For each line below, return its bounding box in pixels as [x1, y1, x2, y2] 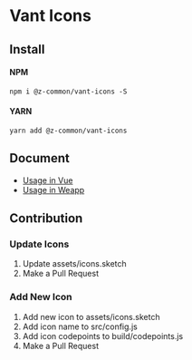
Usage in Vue [22, 174, 73, 186]
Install [9, 42, 45, 57]
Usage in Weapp [22, 184, 85, 195]
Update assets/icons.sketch [22, 258, 127, 269]
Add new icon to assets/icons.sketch [22, 311, 160, 322]
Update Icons [9, 238, 70, 250]
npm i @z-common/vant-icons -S [9, 87, 128, 96]
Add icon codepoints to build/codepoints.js [22, 330, 184, 341]
